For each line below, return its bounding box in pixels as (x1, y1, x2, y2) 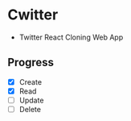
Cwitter (7, 6, 59, 24)
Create (18, 77, 42, 86)
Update (18, 95, 44, 105)
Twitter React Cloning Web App (18, 32, 124, 42)
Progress (7, 56, 54, 69)
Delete (18, 104, 42, 114)
